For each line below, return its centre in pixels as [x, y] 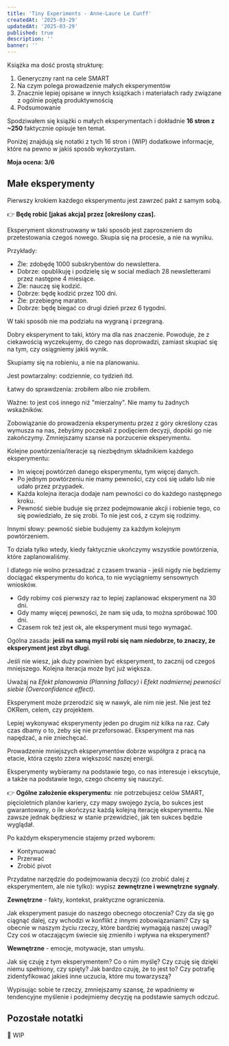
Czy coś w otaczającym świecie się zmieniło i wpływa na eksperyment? [108, 935]
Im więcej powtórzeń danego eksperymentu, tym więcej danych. [108, 471]
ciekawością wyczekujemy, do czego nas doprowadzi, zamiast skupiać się [112, 342]
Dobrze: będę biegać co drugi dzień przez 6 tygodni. [92, 307]
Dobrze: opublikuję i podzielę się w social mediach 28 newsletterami [114, 271]
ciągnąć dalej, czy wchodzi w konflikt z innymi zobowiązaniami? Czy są [108, 920]
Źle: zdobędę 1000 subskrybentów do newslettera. [89, 264]
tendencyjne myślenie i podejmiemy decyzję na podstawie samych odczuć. [113, 996]
